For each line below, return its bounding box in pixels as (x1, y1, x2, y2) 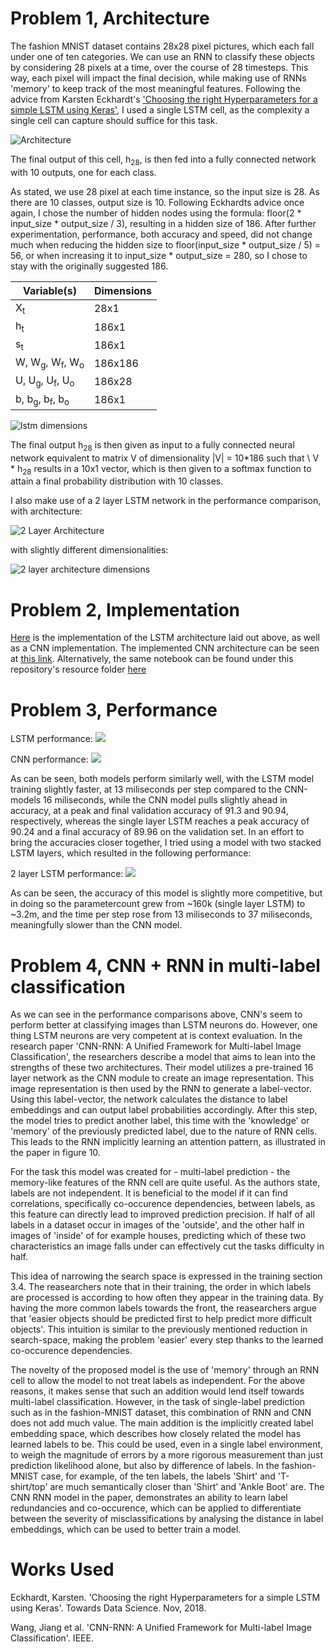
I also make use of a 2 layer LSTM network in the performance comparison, (10, 495, 322, 507)
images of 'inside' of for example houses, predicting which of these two (10, 1230, 307, 1242)
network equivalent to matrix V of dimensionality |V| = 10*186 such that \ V (10, 452, 320, 464)
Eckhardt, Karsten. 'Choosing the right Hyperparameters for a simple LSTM (10, 1592, 321, 1604)
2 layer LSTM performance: (10, 868, 124, 880)
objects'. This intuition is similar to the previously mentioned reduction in (10, 1323, 308, 1336)
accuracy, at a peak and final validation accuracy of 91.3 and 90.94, (10, 805, 289, 817)
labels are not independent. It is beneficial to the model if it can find (10, 1187, 288, 1199)
